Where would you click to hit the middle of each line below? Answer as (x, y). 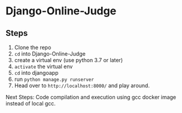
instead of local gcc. (31, 103)
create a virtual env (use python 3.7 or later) (69, 60)
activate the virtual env (43, 66)
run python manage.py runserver (54, 79)
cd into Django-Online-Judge (50, 54)
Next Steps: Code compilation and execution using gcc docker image (91, 97)
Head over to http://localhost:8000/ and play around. (82, 85)
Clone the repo (33, 47)
